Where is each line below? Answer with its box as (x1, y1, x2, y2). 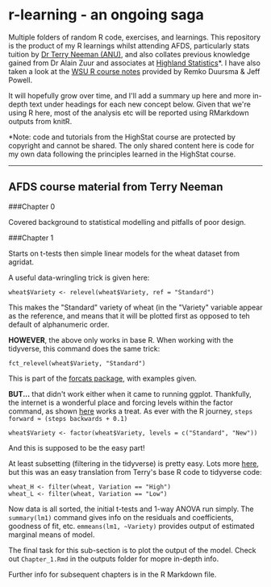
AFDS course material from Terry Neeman (8, 180, 223, 194)
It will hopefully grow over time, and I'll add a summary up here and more (8, 90, 252, 100)
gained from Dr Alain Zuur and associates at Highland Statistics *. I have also (8, 58, 261, 68)
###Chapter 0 (8, 202, 56, 211)
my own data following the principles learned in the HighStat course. (8, 149, 236, 159)
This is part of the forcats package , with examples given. (8, 373, 198, 383)
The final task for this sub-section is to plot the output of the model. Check (8, 545, 256, 555)
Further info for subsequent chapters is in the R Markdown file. (8, 569, 217, 579)
